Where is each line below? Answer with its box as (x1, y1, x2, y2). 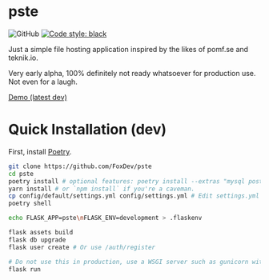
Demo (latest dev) (8, 92, 68, 102)
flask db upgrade (8, 235, 66, 244)
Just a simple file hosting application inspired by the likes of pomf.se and (8, 44, 249, 54)
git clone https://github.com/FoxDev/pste (8, 162, 152, 170)
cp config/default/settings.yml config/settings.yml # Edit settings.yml (8, 192, 260, 200)
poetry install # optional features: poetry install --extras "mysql (8, 177, 246, 186)
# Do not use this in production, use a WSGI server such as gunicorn (8, 258, 249, 266)
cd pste (8, 170, 34, 178)
